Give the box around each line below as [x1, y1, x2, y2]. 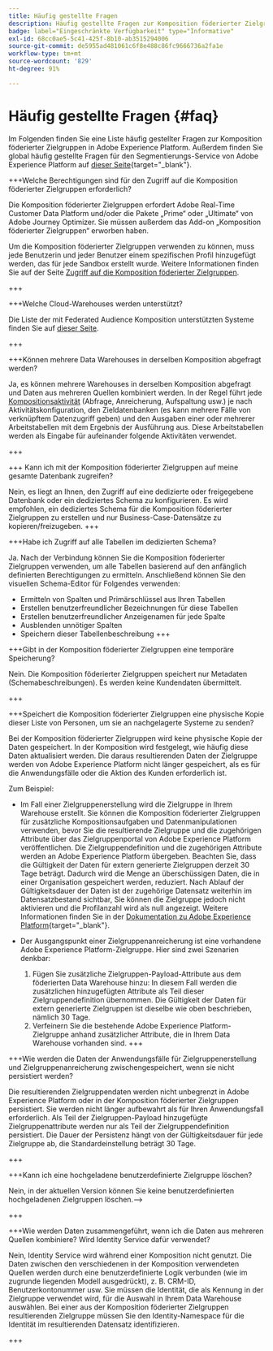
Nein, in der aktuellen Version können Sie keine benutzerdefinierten [8, 1185, 234, 1195]
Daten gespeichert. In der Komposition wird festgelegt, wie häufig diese [8, 742, 249, 751]
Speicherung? [8, 653, 55, 663]
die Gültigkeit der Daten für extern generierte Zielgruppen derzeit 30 [19, 860, 250, 869]
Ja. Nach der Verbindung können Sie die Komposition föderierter [8, 552, 226, 562]
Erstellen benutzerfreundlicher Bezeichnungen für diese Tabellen [19, 603, 238, 613]
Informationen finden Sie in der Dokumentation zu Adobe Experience [19, 911, 252, 921]
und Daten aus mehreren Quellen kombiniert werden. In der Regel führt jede [8, 388, 262, 397]
